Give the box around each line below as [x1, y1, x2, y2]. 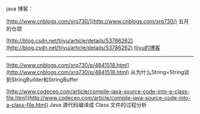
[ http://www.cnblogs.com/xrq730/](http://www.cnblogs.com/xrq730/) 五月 [6, 18, 189, 25]
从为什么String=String [130, 69, 185, 75]
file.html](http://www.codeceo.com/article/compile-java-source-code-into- [6, 94, 191, 101]
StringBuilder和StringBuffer [11, 76, 79, 83]
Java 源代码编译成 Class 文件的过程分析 [49, 102, 147, 108]
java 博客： [6, 5, 34, 12]
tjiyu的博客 [133, 44, 161, 51]
